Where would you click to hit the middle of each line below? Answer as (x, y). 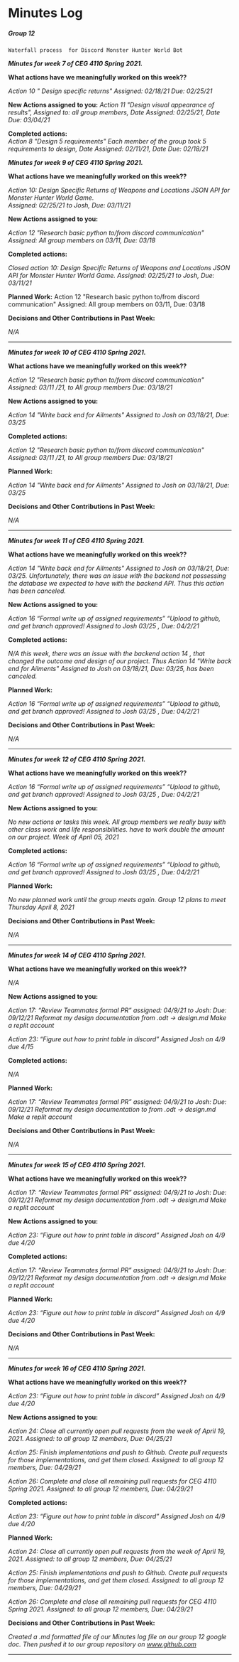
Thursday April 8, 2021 (41, 907)
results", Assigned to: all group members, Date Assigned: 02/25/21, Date (114, 112)
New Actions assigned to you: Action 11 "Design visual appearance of (111, 105)
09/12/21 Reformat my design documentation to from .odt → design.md (112, 1110)
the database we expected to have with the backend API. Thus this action (116, 584)
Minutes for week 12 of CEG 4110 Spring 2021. (77, 759)
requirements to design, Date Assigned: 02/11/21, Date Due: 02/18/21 (108, 149)
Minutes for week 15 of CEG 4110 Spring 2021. (77, 1165)
